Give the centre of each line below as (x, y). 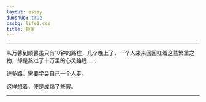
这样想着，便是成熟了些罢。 (41, 87)
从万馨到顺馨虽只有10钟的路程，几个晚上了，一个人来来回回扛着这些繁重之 (101, 53)
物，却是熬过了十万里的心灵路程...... (51, 60)
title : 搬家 (21, 29)
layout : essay (25, 12)
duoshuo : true (25, 18)
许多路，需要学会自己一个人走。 (47, 73)
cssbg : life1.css (29, 23)
